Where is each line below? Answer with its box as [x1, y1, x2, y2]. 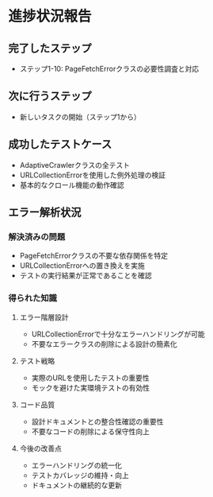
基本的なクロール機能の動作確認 [19, 180, 124, 189]
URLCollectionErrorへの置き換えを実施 [19, 261, 145, 270]
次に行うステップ [8, 89, 92, 103]
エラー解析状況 [8, 206, 82, 219]
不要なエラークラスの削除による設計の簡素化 [31, 339, 177, 348]
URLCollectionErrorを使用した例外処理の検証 [19, 170, 166, 180]
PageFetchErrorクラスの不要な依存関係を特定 [19, 251, 169, 261]
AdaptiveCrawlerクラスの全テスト [19, 160, 131, 169]
